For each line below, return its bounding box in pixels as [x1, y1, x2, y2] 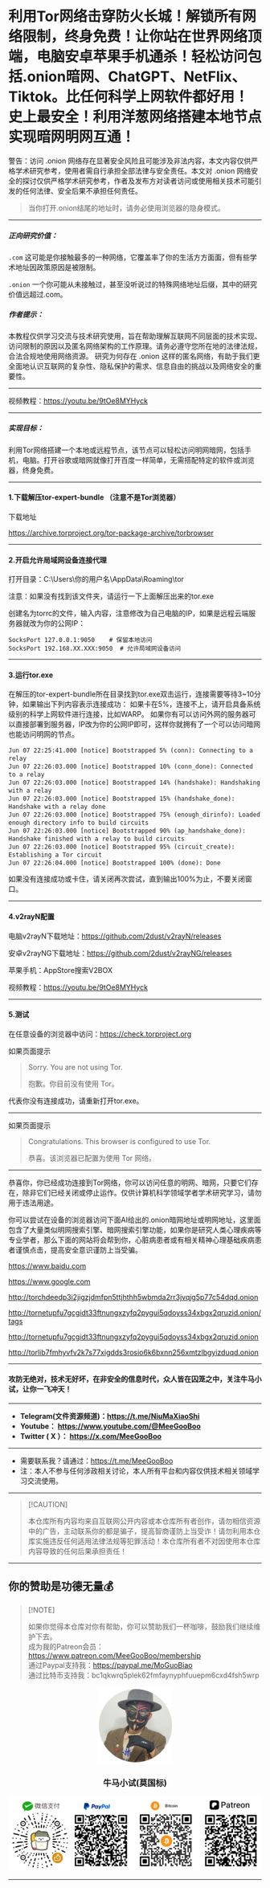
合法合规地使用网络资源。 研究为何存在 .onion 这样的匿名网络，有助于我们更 [8, 351, 260, 361]
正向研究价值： [8, 231, 58, 240]
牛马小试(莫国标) [103, 1777, 167, 1788]
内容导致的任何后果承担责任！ [27, 1547, 127, 1556]
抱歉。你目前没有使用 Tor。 [27, 1078, 119, 1089]
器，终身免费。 [8, 465, 58, 475]
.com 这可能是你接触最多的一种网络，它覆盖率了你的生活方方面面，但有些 [8, 252, 251, 262]
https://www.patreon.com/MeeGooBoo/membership [27, 1650, 201, 1660]
